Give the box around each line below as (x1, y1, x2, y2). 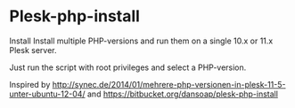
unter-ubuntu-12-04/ (9, 89, 86, 99)
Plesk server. (9, 44, 57, 55)
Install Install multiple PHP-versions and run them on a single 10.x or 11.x (9, 35, 274, 46)
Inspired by (9, 79, 51, 89)
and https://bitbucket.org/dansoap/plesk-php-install (87, 89, 279, 99)
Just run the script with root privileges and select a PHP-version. (9, 62, 247, 73)
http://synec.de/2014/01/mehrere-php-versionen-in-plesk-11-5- (52, 79, 286, 89)
